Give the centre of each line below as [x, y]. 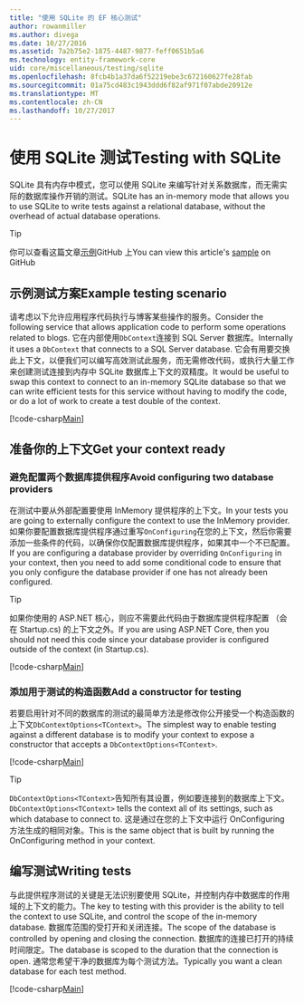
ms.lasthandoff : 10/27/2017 [62, 111]
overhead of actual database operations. [85, 216]
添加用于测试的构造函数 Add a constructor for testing [125, 691]
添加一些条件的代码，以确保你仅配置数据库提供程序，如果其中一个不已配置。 [152, 542]
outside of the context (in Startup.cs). [79, 649]
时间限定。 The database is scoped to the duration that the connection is [144, 950]
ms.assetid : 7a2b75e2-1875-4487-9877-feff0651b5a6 [107, 52]
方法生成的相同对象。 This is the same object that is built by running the [142, 830]
